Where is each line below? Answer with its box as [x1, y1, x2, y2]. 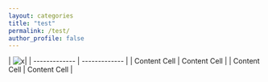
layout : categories [8, 11, 74, 20]
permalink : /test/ [8, 27, 70, 35]
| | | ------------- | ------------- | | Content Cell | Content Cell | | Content [8, 56, 260, 66]
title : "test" [8, 19, 56, 27]
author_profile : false [8, 34, 85, 43]
